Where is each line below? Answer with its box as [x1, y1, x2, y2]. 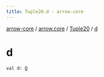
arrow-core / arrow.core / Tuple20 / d [6, 25, 98, 32]
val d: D [6, 65, 28, 71]
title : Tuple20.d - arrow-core [6, 8, 84, 15]
